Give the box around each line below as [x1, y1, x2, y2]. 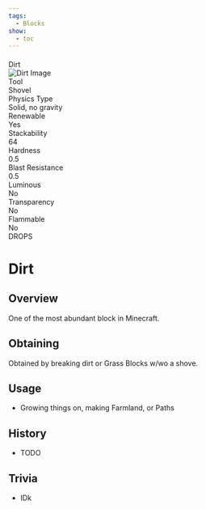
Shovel [8, 85, 32, 95]
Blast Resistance [8, 163, 64, 172]
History [8, 426, 47, 440]
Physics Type [8, 94, 53, 104]
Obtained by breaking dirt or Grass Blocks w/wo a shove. [8, 358, 199, 368]
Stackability [8, 128, 48, 138]
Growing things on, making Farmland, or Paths [19, 403, 175, 413]
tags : [8, 11, 27, 20]
